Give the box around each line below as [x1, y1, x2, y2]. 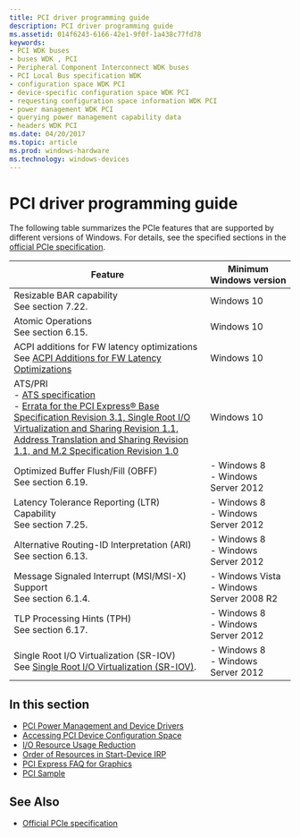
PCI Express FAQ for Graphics [21, 758, 132, 770]
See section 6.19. [13, 476, 88, 489]
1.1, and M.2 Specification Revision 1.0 [13, 445, 179, 457]
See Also [9, 794, 60, 809]
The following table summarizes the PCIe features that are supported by [9, 223, 275, 234]
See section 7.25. [13, 518, 88, 531]
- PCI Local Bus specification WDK [9, 72, 142, 81]
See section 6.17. [13, 624, 88, 636]
